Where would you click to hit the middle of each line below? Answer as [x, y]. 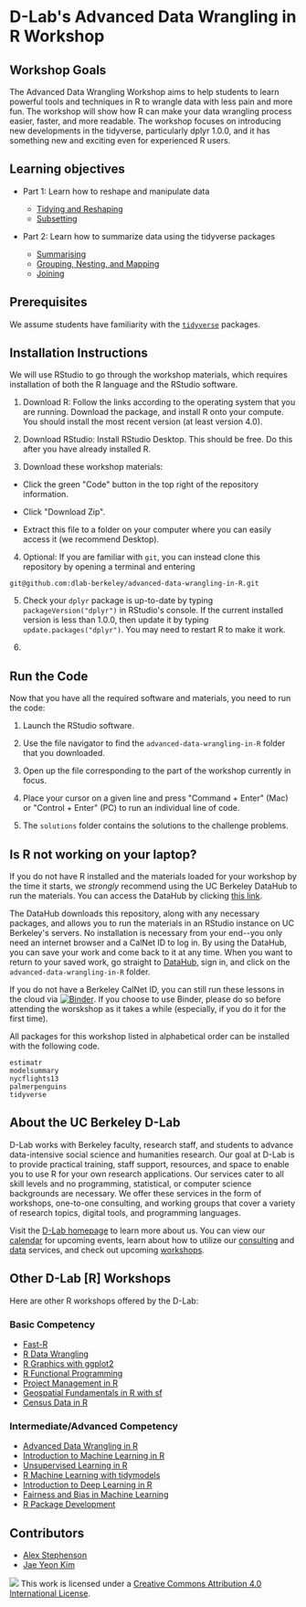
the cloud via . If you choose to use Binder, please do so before [145, 999]
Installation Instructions [79, 353]
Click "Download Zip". [64, 512]
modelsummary [34, 1071]
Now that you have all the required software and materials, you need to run [150, 698]
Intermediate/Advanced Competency [94, 1426]
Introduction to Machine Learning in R [94, 1456]
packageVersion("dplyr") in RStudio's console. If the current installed [153, 611]
